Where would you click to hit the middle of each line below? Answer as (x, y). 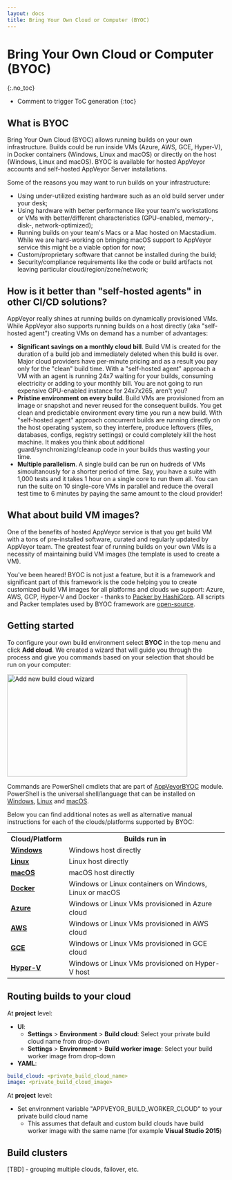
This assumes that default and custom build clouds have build (115, 1123)
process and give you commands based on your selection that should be (110, 657)
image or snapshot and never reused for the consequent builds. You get (119, 406)
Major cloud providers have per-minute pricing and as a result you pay (117, 362)
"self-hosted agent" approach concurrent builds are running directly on (119, 420)
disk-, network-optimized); (55, 225)
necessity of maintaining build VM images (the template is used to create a (113, 554)
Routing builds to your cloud (69, 996)
